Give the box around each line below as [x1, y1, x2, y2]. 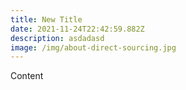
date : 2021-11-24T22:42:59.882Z [10, 24, 145, 34]
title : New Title [10, 14, 83, 25]
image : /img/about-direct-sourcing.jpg [10, 42, 177, 53]
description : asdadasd [10, 33, 105, 43]
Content [10, 70, 44, 82]
